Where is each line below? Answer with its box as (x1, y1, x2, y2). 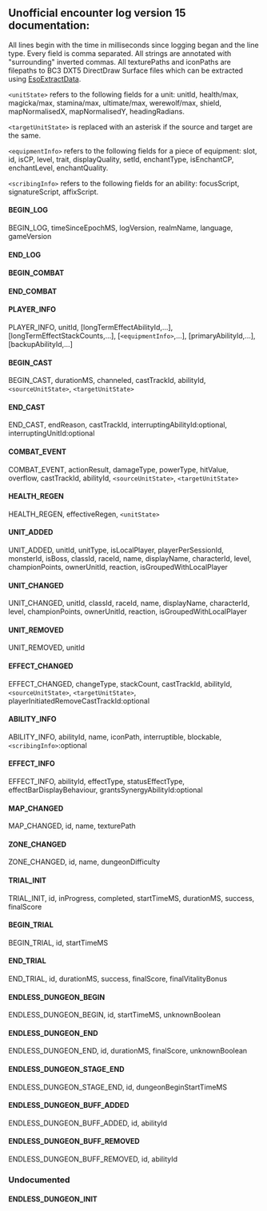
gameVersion (8, 232, 52, 241)
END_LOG (8, 249, 42, 259)
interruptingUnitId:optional (8, 428, 95, 438)
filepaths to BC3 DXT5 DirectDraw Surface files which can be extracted (8, 66, 244, 75)
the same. (8, 130, 42, 140)
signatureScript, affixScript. (8, 187, 99, 197)
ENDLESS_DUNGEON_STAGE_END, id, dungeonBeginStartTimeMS (8, 1082, 228, 1092)
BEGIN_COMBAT (8, 268, 65, 278)
